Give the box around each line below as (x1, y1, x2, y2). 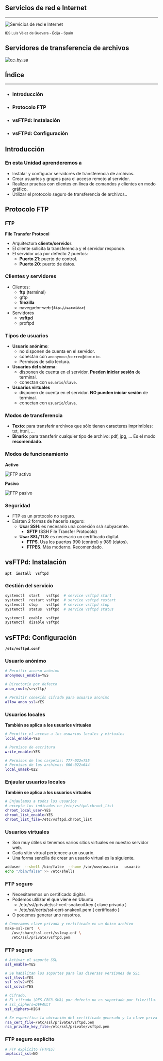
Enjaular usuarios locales (5, 779, 66, 785)
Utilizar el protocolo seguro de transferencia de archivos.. (12, 191, 128, 197)
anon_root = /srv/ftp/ (5, 686, 47, 691)
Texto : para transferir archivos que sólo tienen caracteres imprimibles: (12, 423, 153, 429)
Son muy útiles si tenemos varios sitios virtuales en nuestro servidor (12, 840, 149, 845)
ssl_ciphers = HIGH (5, 1007, 40, 1011)
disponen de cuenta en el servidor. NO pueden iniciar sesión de (19, 390, 148, 396)
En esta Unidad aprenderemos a (5, 160, 82, 166)
